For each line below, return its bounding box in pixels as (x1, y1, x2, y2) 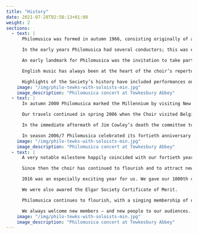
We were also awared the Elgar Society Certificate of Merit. (21, 187, 178, 193)
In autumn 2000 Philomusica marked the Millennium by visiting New (21, 101, 192, 107)
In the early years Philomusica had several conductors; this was (21, 47, 189, 53)
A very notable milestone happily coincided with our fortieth (21, 155, 181, 161)
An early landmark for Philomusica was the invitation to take (21, 57, 181, 63)
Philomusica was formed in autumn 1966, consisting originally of (21, 36, 189, 42)
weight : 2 (6, 19, 31, 25)
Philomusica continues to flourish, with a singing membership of (21, 197, 189, 203)
